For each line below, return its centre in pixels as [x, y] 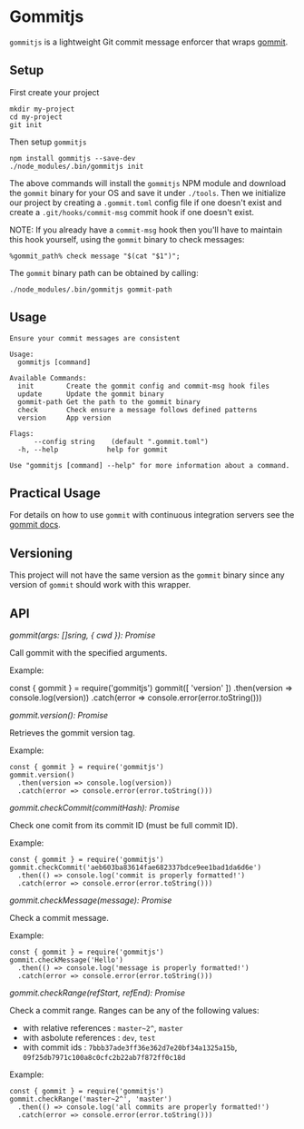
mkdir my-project [42, 109]
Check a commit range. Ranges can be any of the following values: [134, 1010]
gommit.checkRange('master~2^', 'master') [91, 1099]
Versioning [41, 553]
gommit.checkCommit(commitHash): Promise [94, 807]
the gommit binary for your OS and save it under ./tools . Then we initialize [147, 193]
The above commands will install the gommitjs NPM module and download [148, 183]
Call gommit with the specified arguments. [88, 653]
